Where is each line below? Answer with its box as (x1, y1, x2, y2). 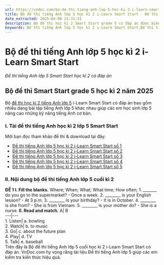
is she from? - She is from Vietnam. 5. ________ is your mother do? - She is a (5, 203, 157, 208)
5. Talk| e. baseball (5, 239, 43, 245)
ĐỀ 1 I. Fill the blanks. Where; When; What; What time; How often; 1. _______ (5, 187, 157, 193)
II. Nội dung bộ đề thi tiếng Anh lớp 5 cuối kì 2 (5, 176, 114, 183)
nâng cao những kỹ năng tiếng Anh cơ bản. (5, 110, 92, 116)
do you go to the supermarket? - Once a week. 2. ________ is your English (5, 192, 151, 198)
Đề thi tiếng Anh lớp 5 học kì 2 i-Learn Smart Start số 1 (12, 143, 122, 149)
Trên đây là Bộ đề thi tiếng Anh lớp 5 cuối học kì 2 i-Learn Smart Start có (5, 244, 151, 250)
